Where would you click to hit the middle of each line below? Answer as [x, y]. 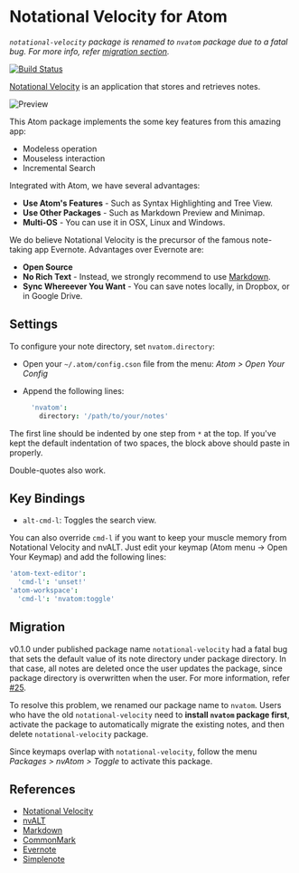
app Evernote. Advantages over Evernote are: [120, 249]
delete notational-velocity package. [79, 734]
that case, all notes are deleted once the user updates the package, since [146, 668]
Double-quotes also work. [58, 470]
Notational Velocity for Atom [118, 17]
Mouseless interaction [64, 158]
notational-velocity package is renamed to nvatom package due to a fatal [149, 42]
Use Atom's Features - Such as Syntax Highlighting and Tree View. [148, 203]
